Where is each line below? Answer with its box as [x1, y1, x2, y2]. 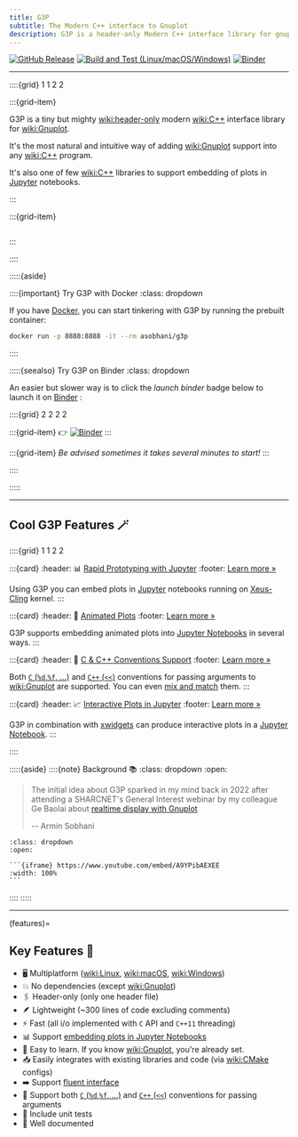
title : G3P [9, 12, 50, 22]
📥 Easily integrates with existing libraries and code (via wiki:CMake [21, 1053, 269, 1064]
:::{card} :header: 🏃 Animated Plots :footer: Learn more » [9, 610, 216, 621]
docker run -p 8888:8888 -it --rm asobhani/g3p [9, 332, 189, 341]
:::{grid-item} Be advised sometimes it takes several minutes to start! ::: [9, 448, 270, 458]
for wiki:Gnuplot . [9, 124, 70, 134]
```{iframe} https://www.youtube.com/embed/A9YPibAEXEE [9, 861, 220, 870]
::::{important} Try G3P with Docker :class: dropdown [9, 288, 203, 299]
